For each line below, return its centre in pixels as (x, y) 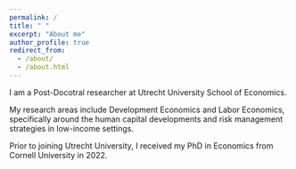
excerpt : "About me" (48, 34)
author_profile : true (49, 42)
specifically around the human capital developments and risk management (146, 119)
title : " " (29, 26)
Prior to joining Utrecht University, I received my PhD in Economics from (141, 145)
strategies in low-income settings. (72, 128)
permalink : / (33, 17)
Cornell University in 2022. (58, 155)
